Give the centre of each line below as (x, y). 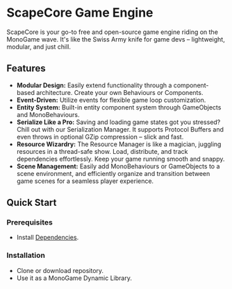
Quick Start (32, 203)
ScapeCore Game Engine (80, 13)
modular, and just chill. (39, 46)
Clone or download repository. (60, 270)
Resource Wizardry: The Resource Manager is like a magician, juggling (119, 144)
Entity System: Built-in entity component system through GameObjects (119, 107)
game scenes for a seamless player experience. (85, 181)
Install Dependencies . (48, 238)
